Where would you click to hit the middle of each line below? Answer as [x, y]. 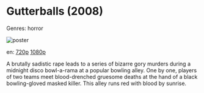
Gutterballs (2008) [55, 11]
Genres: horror [25, 28]
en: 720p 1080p [26, 52]
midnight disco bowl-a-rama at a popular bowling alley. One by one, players [102, 70]
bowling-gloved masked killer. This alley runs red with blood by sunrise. [97, 83]
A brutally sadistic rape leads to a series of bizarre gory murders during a [99, 64]
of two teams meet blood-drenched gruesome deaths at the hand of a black [102, 76]
